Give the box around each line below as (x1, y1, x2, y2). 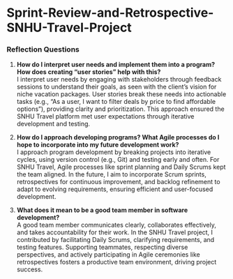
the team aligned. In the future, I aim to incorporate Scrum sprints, (16, 170, 206, 179)
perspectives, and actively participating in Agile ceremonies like (16, 250, 200, 259)
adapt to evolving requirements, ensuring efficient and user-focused (16, 185, 213, 193)
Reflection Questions (6, 45, 80, 54)
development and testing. (16, 120, 91, 128)
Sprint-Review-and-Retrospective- (6, 5, 214, 21)
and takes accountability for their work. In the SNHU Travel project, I (16, 228, 213, 236)
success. (16, 265, 43, 273)
